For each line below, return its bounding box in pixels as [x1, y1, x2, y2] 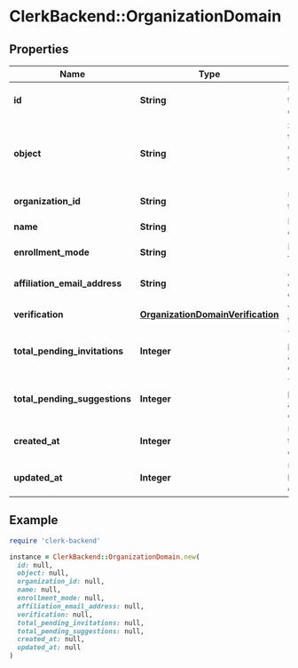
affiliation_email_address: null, [17, 601, 145, 610]
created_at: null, [17, 635, 86, 644]
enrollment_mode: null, [17, 593, 105, 603]
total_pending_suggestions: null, [17, 626, 145, 636]
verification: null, [17, 610, 93, 619]
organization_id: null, [17, 577, 105, 586]
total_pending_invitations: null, [17, 618, 145, 627]
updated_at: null [17, 643, 82, 652]
